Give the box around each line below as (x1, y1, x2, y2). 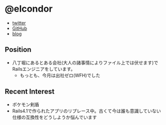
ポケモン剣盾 (12, 101, 39, 107)
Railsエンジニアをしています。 (12, 66, 75, 72)
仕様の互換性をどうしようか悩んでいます (12, 114, 97, 120)
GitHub (12, 25, 27, 31)
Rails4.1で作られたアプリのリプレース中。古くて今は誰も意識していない (12, 108, 161, 114)
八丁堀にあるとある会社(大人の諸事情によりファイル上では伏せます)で (12, 59, 158, 66)
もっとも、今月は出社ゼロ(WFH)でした (19, 72, 100, 78)
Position (5, 45, 32, 54)
